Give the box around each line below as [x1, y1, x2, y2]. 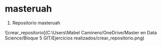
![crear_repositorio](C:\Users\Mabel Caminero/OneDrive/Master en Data [5, 29, 157, 35]
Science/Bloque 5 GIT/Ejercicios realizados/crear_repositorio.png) [5, 35, 145, 41]
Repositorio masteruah [12, 20, 60, 26]
